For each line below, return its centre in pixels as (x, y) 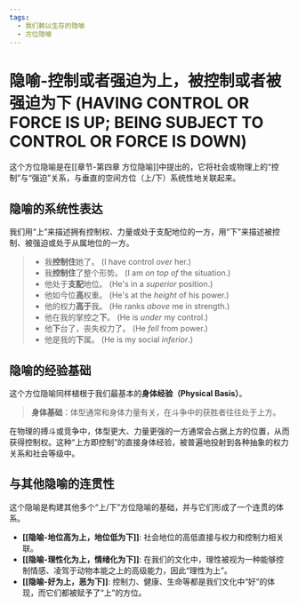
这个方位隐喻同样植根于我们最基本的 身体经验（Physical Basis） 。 (128, 393)
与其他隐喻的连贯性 (62, 484)
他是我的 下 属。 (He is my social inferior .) (119, 339)
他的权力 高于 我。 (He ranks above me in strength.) (137, 307)
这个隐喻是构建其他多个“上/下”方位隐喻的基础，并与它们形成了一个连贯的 (143, 506)
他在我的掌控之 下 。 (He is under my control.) (126, 317)
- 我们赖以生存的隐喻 (51, 26)
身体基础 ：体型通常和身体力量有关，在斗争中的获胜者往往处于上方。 (156, 412)
